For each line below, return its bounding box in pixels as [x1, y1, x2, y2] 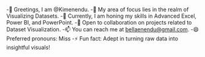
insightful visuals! [6, 44, 50, 51]
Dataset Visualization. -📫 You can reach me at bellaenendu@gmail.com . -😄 [6, 26, 199, 33]
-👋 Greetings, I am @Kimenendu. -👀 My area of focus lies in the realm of [6, 6, 189, 13]
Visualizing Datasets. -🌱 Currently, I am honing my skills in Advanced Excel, [6, 12, 197, 20]
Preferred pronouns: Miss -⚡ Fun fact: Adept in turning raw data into [6, 35, 179, 42]
